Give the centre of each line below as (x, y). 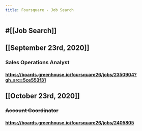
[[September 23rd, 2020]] (47, 48)
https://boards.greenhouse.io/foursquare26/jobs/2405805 (70, 122)
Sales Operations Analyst (37, 63)
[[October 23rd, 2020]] (43, 96)
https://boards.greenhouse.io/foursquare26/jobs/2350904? (71, 74)
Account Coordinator (32, 111)
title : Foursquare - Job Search (39, 10)
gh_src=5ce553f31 (26, 80)
